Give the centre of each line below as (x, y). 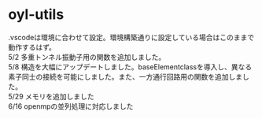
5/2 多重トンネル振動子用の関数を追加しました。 (87, 57)
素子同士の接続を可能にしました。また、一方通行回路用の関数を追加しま (125, 76)
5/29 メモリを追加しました (51, 96)
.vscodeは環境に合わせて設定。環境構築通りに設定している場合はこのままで (131, 37)
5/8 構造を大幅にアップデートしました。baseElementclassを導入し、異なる (130, 67)
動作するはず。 (32, 47)
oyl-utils (36, 15)
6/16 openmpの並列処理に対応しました (71, 106)
